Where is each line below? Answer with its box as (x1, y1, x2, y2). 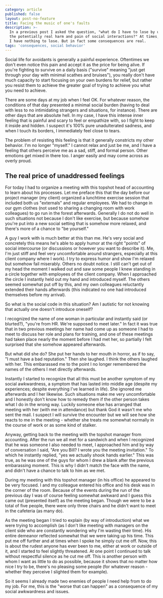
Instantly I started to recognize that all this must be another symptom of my (5, 376, 155, 382)
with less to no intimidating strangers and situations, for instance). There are (5, 107, 158, 113)
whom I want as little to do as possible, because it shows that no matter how (5, 559, 158, 565)
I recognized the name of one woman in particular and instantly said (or (5, 316, 148, 322)
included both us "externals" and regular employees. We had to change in (5, 200, 153, 206)
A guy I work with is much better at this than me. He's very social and (5, 235, 144, 241)
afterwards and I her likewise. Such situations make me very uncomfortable (5, 391, 156, 397)
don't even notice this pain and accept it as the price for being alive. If (5, 62, 145, 67)
